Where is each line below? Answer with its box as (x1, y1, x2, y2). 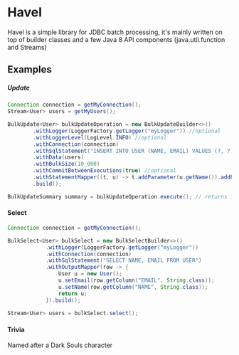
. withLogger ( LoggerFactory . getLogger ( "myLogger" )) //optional (33, 127, 221, 134)
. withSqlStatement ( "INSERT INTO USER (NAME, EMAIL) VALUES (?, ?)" (33, 147, 237, 154)
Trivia (7, 325, 25, 334)
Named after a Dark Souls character (7, 341, 113, 349)
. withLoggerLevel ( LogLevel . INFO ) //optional (33, 134, 167, 141)
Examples (7, 63, 52, 75)
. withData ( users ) (33, 154, 84, 161)
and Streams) (7, 43, 48, 51)
